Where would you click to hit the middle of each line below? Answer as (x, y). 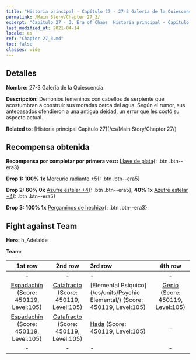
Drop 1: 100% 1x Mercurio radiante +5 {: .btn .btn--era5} (73, 179)
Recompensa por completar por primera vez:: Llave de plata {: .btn (87, 161)
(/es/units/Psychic (115, 293)
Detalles (21, 73)
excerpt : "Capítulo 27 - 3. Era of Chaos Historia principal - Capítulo (98, 22)
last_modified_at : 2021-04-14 (43, 28)
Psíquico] (134, 286)
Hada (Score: (108, 324)
